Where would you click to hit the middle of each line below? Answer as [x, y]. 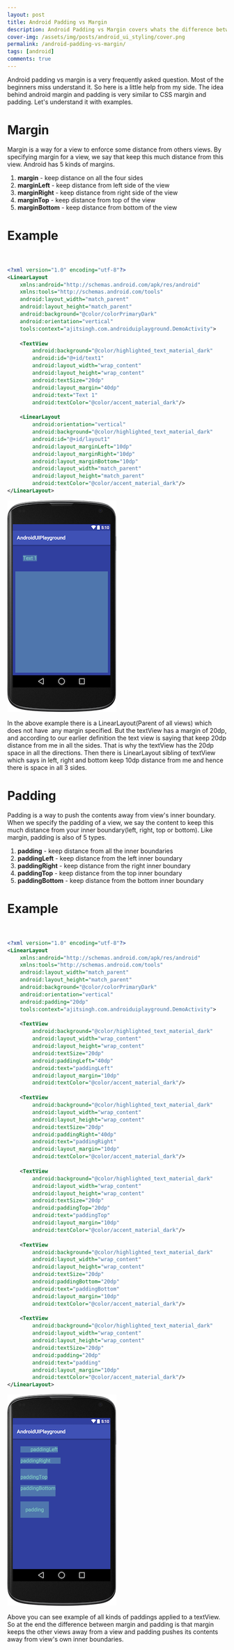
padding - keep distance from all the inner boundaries [95, 851]
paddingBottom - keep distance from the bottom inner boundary [110, 880]
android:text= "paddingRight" [75, 1142]
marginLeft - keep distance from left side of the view [93, 185]
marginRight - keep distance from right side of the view [97, 193]
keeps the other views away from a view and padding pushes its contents [113, 1632]
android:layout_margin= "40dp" [76, 387]
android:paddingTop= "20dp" [71, 1208]
